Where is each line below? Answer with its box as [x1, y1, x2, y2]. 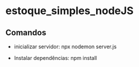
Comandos [5, 28, 46, 38]
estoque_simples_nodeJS [5, 4, 134, 18]
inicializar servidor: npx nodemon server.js [13, 43, 117, 50]
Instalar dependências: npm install [13, 55, 97, 61]
